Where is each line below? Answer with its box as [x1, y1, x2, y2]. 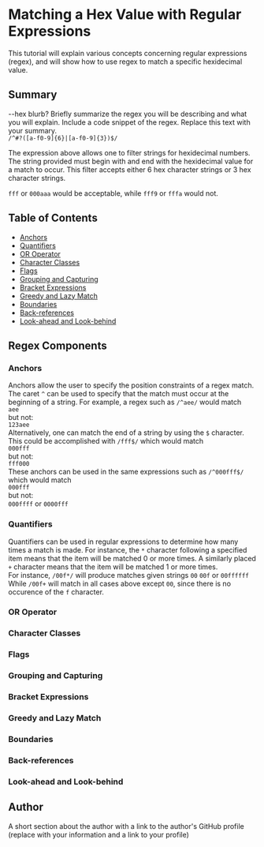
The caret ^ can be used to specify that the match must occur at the [8, 389, 229, 399]
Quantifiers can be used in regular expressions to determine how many [8, 537, 239, 546]
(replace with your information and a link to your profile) [8, 830, 189, 839]
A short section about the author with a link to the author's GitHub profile [8, 821, 244, 830]
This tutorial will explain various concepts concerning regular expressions [8, 48, 247, 58]
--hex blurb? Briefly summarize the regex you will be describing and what [8, 109, 247, 118]
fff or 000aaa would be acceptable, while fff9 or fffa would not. [8, 188, 219, 198]
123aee [8, 421, 30, 429]
